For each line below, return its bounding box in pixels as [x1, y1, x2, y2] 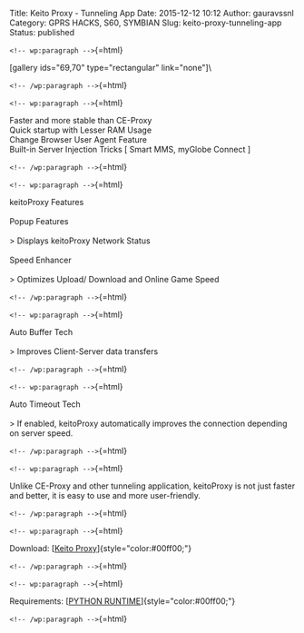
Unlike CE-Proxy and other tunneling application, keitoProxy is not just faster [9, 480, 296, 491]
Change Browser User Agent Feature [9, 134, 148, 144]
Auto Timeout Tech [9, 399, 82, 410]
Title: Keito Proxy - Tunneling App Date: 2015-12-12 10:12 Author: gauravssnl [9, 8, 295, 18]
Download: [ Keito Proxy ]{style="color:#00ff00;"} [9, 543, 192, 553]
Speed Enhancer [9, 254, 72, 265]
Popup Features [9, 216, 69, 226]
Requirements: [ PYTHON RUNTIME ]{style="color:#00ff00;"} [9, 596, 236, 607]
